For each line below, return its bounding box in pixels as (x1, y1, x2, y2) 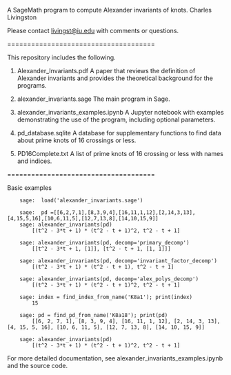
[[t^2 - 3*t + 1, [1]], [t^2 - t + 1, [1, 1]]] (32, 245, 171, 252)
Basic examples (7, 184, 52, 192)
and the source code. (7, 362, 68, 369)
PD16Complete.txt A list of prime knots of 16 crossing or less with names (17, 150, 224, 157)
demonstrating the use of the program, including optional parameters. (17, 115, 216, 124)
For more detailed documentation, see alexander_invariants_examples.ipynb (7, 354, 223, 362)
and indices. (17, 157, 52, 165)
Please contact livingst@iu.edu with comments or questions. (7, 27, 179, 35)
